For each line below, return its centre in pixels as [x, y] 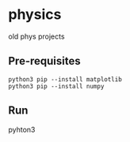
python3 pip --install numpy [56, 86]
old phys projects [36, 36]
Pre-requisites [44, 61]
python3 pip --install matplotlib [65, 79]
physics [35, 15]
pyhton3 [22, 129]
